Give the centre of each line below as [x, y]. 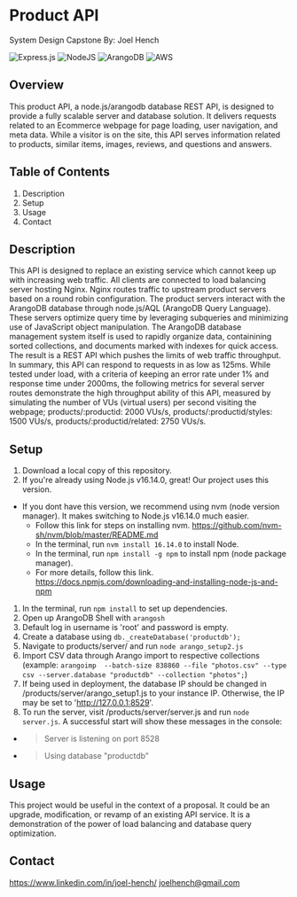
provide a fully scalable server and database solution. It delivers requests [143, 115]
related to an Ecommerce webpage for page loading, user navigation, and [144, 125]
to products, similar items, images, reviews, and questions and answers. [141, 144]
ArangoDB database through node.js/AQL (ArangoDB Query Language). [140, 308]
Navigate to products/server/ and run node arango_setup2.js [133, 646]
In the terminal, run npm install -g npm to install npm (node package [160, 554]
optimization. [33, 833]
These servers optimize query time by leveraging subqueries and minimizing [149, 318]
